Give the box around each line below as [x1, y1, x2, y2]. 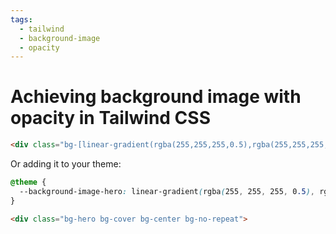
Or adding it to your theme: [10, 158, 122, 170]
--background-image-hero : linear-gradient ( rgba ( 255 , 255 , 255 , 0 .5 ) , [19, 186, 315, 196]
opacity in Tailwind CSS [10, 107, 211, 130]
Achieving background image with [10, 86, 302, 108]
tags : [10, 14, 33, 25]
